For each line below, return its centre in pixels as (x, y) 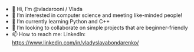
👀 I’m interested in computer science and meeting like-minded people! (97, 15)
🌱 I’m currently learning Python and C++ (61, 21)
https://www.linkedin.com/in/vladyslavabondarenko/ (75, 43)
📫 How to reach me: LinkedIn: (49, 34)
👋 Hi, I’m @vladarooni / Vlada (47, 9)
